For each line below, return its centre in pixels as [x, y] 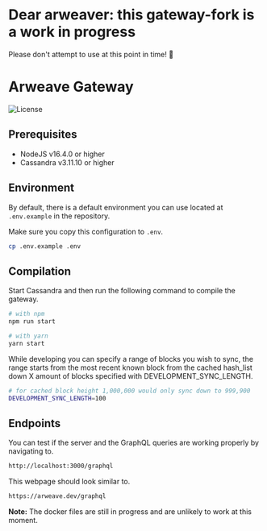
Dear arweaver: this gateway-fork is [131, 15]
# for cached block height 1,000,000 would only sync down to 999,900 [129, 391]
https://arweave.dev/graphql [57, 496]
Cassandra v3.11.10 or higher [67, 162]
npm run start [32, 322]
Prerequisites [43, 135]
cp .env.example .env [45, 246]
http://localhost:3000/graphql [61, 466]
